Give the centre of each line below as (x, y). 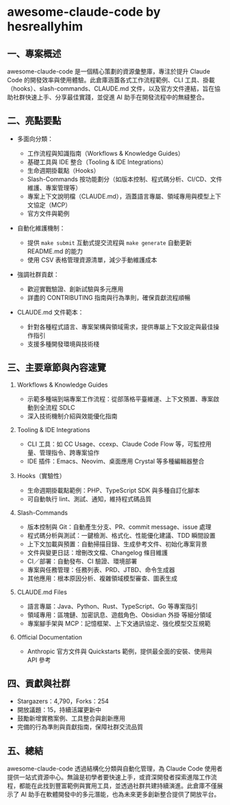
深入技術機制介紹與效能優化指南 (72, 416)
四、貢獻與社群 (39, 684)
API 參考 (39, 659)
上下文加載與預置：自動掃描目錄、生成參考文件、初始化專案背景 (117, 544)
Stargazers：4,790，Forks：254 (63, 701)
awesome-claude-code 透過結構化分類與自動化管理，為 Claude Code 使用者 (115, 769)
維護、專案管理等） (54, 188)
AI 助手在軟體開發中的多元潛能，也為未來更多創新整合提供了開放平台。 (120, 795)
